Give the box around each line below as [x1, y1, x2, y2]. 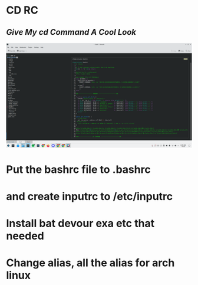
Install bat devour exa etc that [6, 217, 155, 230]
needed [6, 230, 44, 243]
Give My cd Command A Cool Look [6, 27, 137, 37]
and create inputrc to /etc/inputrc [6, 189, 173, 203]
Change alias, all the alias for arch [6, 256, 175, 270]
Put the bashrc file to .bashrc [6, 163, 151, 176]
